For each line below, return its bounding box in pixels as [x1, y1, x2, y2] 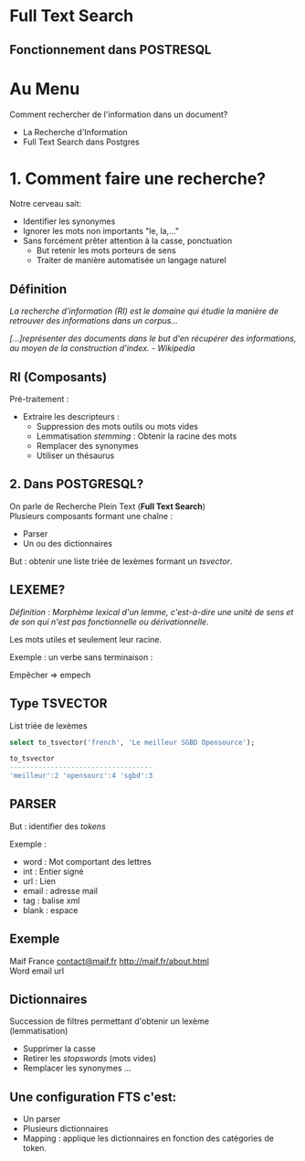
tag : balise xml [22, 895, 80, 906]
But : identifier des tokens [9, 820, 107, 832]
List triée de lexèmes [9, 719, 89, 731]
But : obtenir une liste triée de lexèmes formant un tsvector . [9, 555, 233, 567]
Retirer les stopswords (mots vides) [22, 1053, 157, 1064]
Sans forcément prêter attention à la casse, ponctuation [22, 235, 233, 247]
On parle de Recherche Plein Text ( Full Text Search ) [9, 500, 206, 512]
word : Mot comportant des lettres [22, 856, 152, 867]
